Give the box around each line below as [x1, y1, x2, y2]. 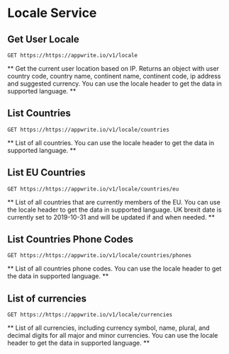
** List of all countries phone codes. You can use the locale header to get [7, 264, 222, 273]
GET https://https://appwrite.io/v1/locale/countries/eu [7, 185, 179, 193]
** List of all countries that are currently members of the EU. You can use [7, 198, 221, 206]
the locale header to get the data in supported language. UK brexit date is [7, 205, 222, 214]
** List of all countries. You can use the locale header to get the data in [7, 138, 215, 147]
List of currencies [7, 292, 87, 304]
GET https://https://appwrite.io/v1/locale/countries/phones [7, 252, 192, 259]
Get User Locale [7, 33, 79, 45]
